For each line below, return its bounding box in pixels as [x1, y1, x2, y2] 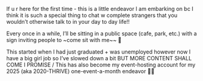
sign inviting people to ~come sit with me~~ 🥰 [6, 37, 122, 43]
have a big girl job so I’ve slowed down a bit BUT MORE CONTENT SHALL [6, 55, 192, 62]
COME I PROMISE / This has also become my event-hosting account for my [6, 61, 196, 68]
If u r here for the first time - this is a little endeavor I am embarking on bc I [6, 5, 194, 12]
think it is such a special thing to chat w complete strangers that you [6, 12, 178, 19]
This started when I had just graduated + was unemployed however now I [6, 48, 191, 55]
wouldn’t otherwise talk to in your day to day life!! [6, 18, 130, 25]
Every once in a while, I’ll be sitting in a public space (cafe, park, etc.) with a [6, 30, 197, 37]
